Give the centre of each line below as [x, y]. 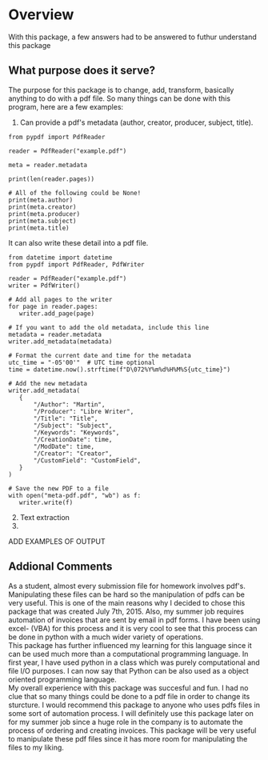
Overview [41, 15]
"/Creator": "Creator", [73, 454]
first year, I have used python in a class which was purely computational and [134, 662]
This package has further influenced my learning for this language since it [130, 645]
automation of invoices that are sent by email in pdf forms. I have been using [134, 620]
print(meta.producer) [44, 214]
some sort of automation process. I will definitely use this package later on [131, 713]
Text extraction [45, 517]
